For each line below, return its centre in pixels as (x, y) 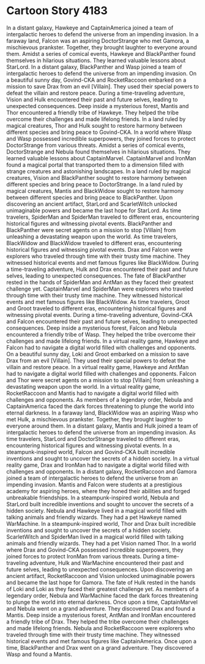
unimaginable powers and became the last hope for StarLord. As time (94, 210)
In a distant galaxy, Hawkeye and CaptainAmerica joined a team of (90, 28)
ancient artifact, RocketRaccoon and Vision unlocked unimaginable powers (101, 576)
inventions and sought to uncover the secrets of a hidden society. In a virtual (103, 458)
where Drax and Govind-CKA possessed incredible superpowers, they (95, 550)
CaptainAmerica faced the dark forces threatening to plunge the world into (100, 406)
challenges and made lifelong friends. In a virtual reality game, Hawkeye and (102, 341)
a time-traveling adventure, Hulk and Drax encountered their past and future (102, 269)
